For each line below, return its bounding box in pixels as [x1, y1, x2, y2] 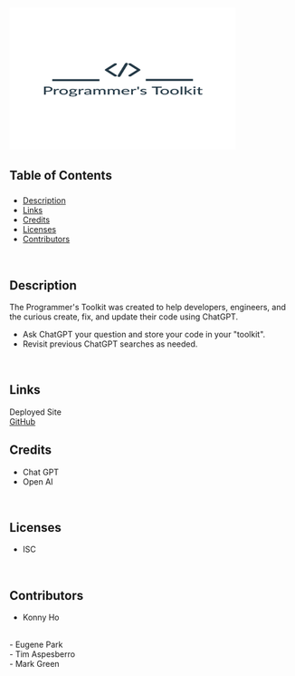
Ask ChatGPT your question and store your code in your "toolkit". [22, 329, 266, 340]
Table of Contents [9, 168, 113, 183]
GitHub [9, 416, 36, 426]
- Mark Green [9, 659, 61, 670]
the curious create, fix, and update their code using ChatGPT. [9, 311, 238, 322]
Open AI [22, 475, 53, 487]
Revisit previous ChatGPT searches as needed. [22, 338, 198, 349]
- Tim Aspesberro [9, 649, 75, 660]
